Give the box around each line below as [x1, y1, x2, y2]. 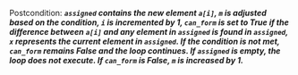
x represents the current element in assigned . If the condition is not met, [9, 36, 280, 46]
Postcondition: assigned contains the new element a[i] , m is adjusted [9, 8, 267, 18]
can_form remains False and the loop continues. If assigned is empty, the [9, 46, 281, 56]
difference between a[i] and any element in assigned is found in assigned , [9, 27, 288, 37]
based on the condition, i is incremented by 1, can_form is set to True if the [9, 17, 289, 28]
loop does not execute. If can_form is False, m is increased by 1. [9, 55, 244, 65]
